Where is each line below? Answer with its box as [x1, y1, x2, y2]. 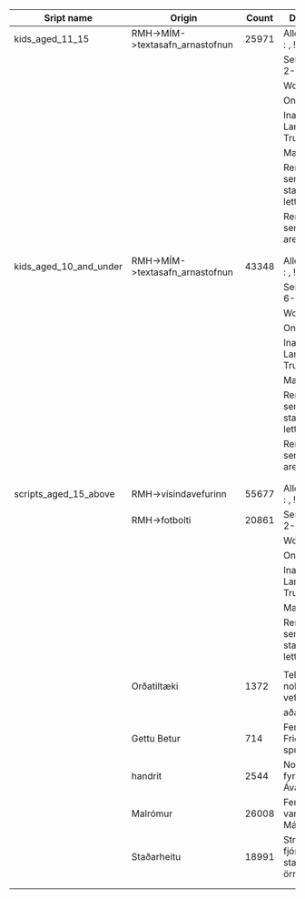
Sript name [44, 12, 93, 24]
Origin [170, 12, 198, 24]
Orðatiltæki [131, 680, 179, 692]
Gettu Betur [131, 732, 182, 744]
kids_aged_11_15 [14, 33, 90, 45]
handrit [131, 770, 162, 782]
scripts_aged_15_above [14, 488, 115, 500]
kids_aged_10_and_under [14, 260, 123, 272]
